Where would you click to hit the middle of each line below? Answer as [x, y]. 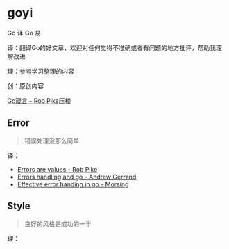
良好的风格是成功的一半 [58, 223]
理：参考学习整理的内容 [41, 71]
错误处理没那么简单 [52, 140]
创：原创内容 [25, 86]
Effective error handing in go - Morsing [73, 184]
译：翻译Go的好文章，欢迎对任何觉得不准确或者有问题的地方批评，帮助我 [112, 47]
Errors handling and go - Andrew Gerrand [77, 177]
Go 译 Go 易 [24, 33]
